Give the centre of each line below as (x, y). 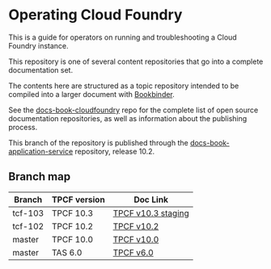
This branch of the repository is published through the (98, 142)
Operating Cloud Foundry (95, 15)
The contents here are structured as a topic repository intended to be (124, 86)
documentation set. (41, 69)
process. (23, 127)
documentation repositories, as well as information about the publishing (128, 118)
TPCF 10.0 (72, 239)
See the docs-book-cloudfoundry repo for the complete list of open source (133, 110)
